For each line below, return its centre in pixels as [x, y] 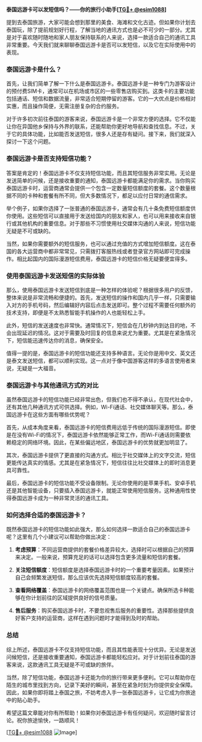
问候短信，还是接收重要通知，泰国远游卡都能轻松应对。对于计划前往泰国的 [98, 657]
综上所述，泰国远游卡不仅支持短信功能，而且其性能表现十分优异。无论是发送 [101, 649]
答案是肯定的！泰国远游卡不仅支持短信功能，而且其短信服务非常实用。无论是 [101, 173]
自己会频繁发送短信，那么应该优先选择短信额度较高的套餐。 [89, 578]
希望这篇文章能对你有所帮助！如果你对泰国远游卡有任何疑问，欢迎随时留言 [98, 713]
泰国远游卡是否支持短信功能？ [50, 159]
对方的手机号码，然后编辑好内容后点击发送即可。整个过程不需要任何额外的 [103, 305]
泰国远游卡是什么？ [34, 69]
